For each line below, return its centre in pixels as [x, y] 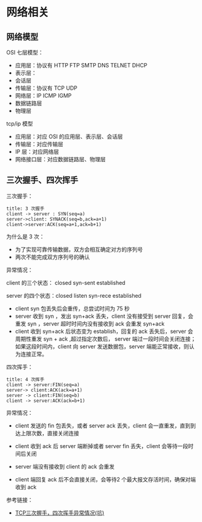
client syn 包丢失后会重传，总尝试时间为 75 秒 [72, 308]
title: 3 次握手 [25, 209]
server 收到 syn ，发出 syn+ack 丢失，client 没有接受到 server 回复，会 [104, 316]
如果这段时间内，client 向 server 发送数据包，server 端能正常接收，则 [102, 346]
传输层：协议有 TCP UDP [46, 88]
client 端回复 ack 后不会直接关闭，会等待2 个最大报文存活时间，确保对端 [105, 479]
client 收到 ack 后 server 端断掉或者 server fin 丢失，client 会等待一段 [102, 446]
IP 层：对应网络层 [37, 152]
